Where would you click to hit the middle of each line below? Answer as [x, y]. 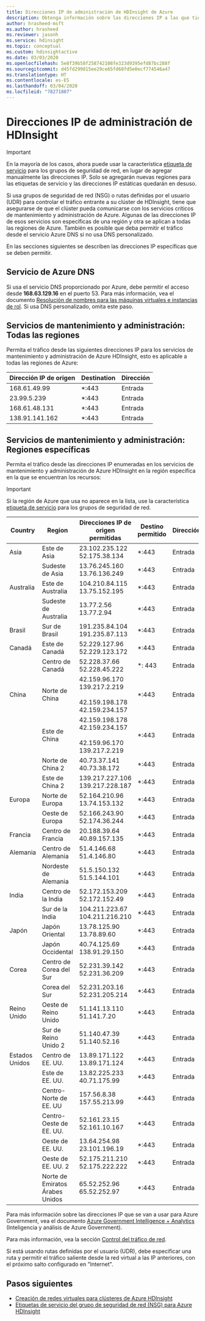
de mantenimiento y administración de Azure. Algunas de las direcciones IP [101, 214]
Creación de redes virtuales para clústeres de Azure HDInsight [94, 1298]
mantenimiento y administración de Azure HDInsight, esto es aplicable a [97, 357]
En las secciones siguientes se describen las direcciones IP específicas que [102, 246]
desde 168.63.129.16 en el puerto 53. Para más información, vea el [90, 293]
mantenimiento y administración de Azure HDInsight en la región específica [101, 471]
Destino [152, 526]
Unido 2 [53, 1045]
